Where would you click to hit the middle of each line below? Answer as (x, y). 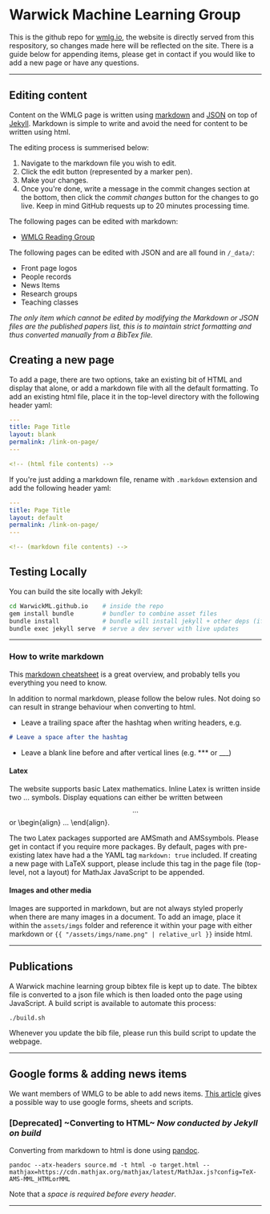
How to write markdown (56, 656)
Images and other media (50, 890)
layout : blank (33, 435)
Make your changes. (54, 180)
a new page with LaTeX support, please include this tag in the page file (126, 863)
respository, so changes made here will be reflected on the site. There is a (131, 45)
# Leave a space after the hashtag (69, 737)
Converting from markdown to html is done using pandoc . (104, 1150)
